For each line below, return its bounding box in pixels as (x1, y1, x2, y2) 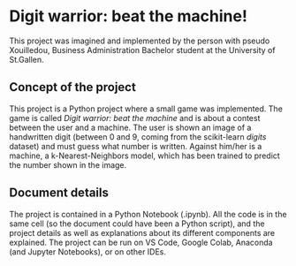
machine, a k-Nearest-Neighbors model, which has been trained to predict (9, 150, 280, 161)
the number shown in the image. (9, 159, 127, 170)
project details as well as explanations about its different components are (9, 227, 276, 238)
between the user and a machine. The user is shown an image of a (9, 122, 252, 133)
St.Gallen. (9, 54, 44, 65)
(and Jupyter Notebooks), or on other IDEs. (9, 246, 166, 257)
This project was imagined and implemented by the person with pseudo (9, 35, 270, 46)
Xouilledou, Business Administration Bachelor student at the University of (9, 44, 276, 55)
